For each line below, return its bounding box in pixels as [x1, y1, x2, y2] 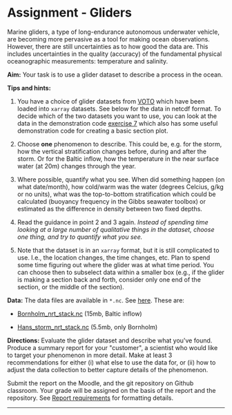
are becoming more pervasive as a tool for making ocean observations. [7, 35, 211, 43]
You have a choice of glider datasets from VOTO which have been [17, 97, 205, 105]
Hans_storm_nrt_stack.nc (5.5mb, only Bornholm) [17, 322, 158, 331]
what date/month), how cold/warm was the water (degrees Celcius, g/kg [17, 182, 224, 191]
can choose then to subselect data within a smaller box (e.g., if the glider [17, 268, 224, 276]
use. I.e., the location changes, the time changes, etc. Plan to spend [17, 253, 211, 262]
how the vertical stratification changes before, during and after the [17, 147, 207, 155]
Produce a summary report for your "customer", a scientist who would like [7, 343, 218, 351]
